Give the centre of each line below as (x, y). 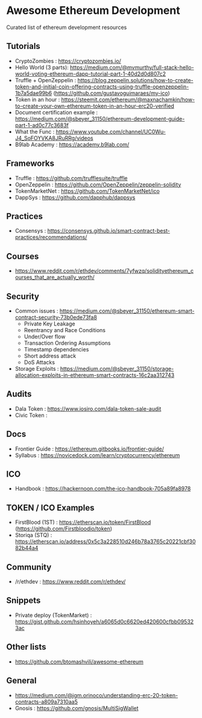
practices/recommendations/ (51, 237)
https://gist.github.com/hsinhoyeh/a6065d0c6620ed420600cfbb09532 (104, 621)
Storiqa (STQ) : (33, 535)
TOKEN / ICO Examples (50, 508)
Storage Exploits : (37, 369)
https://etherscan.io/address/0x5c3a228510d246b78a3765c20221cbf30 (105, 541)
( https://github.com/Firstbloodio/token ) (64, 529)
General (22, 681)
